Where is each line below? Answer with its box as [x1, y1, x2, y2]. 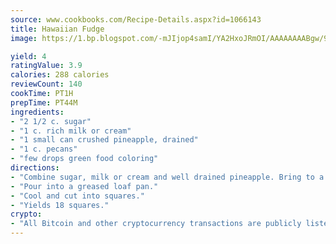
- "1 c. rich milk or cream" [10, 126, 132, 136]
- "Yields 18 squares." [10, 200, 110, 210]
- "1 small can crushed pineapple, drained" [10, 135, 199, 145]
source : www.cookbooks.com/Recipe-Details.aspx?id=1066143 [10, 14, 262, 25]
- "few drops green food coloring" [10, 154, 159, 164]
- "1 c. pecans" [10, 144, 78, 155]
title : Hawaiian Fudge [10, 24, 105, 34]
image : [10, 33, 38, 43]
